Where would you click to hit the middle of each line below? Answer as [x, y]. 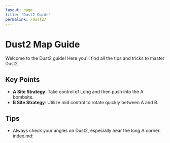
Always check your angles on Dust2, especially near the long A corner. [87, 130]
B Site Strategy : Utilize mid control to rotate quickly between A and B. [86, 103]
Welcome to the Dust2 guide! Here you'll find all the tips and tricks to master [85, 58]
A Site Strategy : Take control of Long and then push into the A [78, 92]
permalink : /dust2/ [26, 19]
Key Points [23, 80]
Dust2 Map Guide [43, 44]
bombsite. [23, 97]
